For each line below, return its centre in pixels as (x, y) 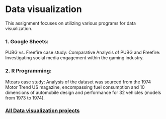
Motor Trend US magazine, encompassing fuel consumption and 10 (75, 87)
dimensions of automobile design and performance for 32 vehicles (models (83, 92)
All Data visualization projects (43, 110)
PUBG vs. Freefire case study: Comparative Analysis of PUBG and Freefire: (83, 52)
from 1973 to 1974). (25, 98)
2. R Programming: (28, 71)
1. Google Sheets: (27, 41)
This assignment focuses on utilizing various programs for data (71, 23)
